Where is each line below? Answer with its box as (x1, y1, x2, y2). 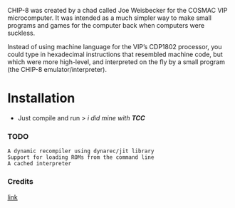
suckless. (7, 28, 36, 37)
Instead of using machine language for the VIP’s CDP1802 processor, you (7, 43, 222, 51)
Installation (7, 90, 75, 106)
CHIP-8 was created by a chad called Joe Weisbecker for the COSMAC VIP (7, 6, 228, 14)
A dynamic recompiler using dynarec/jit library (7, 147, 155, 155)
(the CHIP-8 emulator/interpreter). (7, 66, 107, 73)
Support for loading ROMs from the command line (7, 154, 155, 161)
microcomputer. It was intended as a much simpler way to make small (7, 14, 212, 22)
